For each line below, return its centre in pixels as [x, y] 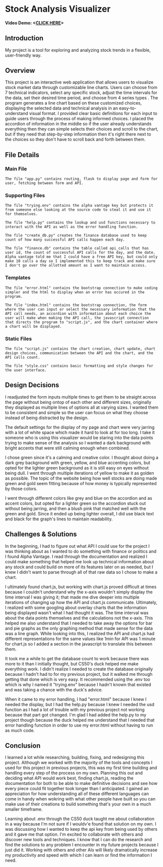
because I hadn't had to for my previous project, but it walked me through [79, 674]
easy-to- [128, 108]
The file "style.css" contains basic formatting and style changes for [79, 366]
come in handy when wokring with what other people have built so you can [80, 799]
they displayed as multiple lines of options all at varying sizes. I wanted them [82, 407]
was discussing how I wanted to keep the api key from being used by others [81, 829]
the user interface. [26, 370]
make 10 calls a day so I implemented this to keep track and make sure [80, 261]
